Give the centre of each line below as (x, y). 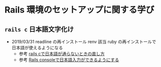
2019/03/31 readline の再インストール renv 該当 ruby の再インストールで (84, 42)
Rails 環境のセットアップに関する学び (79, 10)
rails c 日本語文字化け (39, 29)
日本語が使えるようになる (37, 48)
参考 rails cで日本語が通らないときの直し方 (62, 54)
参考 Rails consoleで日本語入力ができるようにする (69, 60)
